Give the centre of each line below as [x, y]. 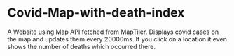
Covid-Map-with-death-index [96, 13]
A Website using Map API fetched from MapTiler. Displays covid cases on [113, 32]
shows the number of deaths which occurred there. [82, 46]
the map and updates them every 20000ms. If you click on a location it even [117, 39]
